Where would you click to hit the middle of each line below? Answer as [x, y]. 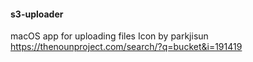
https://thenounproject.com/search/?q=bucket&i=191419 [126, 47]
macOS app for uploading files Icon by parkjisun [109, 36]
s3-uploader [37, 14]
